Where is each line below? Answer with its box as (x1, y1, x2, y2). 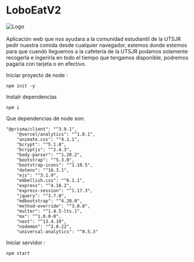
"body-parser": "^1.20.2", (16, 152, 83, 158)
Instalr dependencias (6, 93, 57, 100)
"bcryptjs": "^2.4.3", (16, 147, 72, 152)
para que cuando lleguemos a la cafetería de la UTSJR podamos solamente (6, 47, 188, 55)
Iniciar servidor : (6, 239, 46, 246)
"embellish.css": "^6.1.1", (16, 177, 85, 183)
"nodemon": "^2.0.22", (16, 223, 72, 229)
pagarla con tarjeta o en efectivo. (6, 60, 87, 67)
